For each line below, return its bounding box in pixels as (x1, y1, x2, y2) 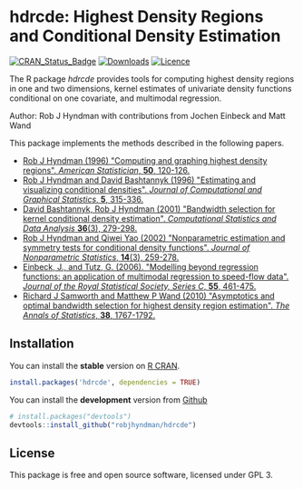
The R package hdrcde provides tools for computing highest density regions (9, 73, 295, 84)
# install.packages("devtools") (9, 412, 132, 421)
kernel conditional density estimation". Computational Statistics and (22, 213, 277, 224)
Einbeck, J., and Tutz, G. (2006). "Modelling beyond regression (22, 261, 259, 272)
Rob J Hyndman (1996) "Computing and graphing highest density (22, 155, 268, 165)
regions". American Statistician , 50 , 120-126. (22, 165, 191, 175)
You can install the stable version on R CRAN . (9, 360, 180, 371)
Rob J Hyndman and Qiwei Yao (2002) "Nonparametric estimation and (22, 232, 286, 243)
